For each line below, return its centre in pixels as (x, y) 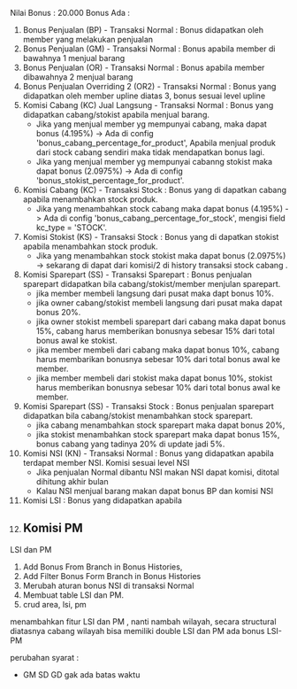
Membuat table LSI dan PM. (73, 595)
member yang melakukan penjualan (88, 39)
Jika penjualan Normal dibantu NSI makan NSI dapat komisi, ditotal (157, 472)
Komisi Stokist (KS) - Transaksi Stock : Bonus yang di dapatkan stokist (151, 237)
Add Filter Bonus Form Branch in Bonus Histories (112, 576)
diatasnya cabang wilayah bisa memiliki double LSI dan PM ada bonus (137, 631)
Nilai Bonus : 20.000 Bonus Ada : (70, 13)
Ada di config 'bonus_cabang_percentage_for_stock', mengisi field (164, 218)
